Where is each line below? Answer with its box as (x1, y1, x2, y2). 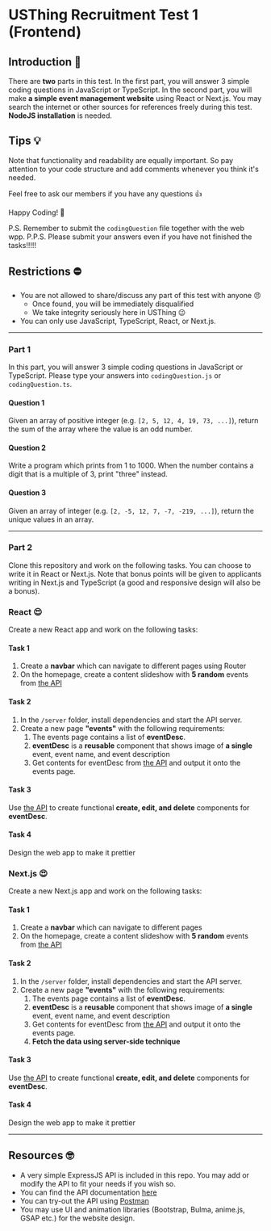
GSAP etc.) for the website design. (19, 1213, 135, 1223)
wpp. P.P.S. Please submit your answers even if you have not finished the (8, 232, 252, 242)
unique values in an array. (8, 515, 94, 524)
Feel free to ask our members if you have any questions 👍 (8, 188, 202, 199)
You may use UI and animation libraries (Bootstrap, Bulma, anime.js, (19, 1204, 245, 1214)
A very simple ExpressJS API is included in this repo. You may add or (19, 1170, 250, 1180)
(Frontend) (8, 23, 82, 41)
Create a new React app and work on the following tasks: (8, 624, 198, 635)
